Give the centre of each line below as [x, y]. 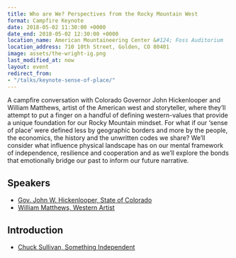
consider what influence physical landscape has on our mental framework [116, 146]
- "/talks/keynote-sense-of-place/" [61, 80]
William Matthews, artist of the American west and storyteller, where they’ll [117, 108]
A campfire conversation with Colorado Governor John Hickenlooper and [114, 100]
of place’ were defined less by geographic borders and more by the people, [118, 130]
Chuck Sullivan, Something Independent [76, 247]
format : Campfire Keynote [45, 21]
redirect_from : [30, 73]
